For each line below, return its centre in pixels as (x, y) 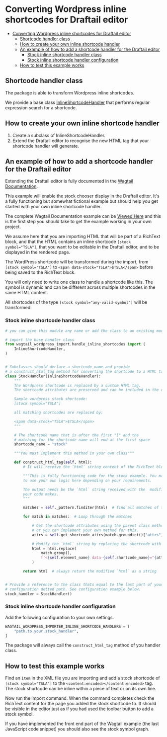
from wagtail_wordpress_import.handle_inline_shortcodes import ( (75, 344)
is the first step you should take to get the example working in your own (78, 222)
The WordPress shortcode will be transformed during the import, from (77, 262)
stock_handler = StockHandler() (39, 594)
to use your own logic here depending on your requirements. (88, 481)
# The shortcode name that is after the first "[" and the (77, 435)
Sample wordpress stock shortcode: (51, 399)
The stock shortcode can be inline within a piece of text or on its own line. (81, 689)
